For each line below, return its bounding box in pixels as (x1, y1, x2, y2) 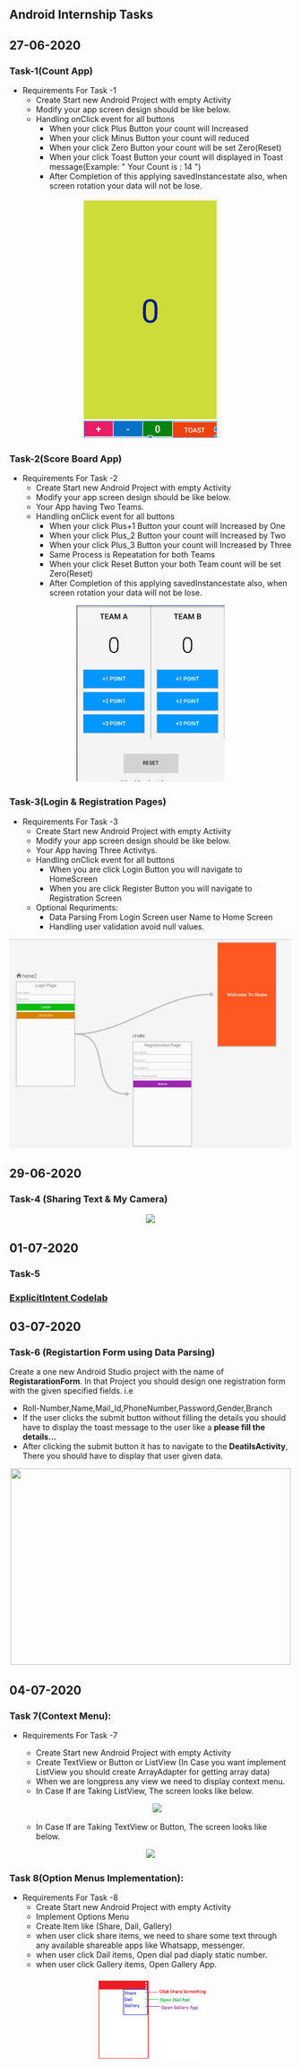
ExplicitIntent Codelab (9, 1291, 108, 1304)
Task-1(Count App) (9, 65, 93, 77)
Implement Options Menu (35, 1912, 130, 1923)
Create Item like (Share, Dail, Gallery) (35, 1921, 173, 1932)
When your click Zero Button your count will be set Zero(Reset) (48, 143, 282, 154)
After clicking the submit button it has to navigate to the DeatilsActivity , (21, 1441, 288, 1452)
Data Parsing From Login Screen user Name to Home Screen (48, 911, 273, 922)
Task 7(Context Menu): (9, 1710, 112, 1722)
